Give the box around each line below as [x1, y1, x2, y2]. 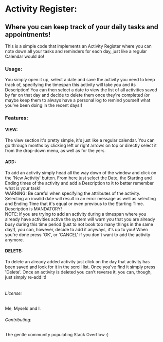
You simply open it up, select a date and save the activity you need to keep [5, 77, 155, 83]
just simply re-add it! [5, 274, 47, 280]
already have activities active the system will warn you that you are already [5, 216, 156, 222]
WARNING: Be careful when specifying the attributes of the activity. [5, 190, 141, 196]
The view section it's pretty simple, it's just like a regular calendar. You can [5, 137, 155, 143]
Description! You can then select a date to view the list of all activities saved [5, 87, 157, 93]
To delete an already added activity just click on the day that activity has [5, 258, 150, 264]
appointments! [5, 30, 51, 38]
